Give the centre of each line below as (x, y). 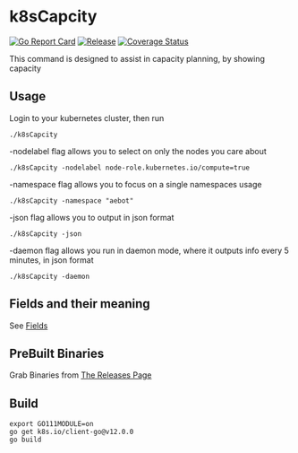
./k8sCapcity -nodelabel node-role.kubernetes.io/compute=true (130, 168)
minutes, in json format (51, 260)
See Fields (29, 326)
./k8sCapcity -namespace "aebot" (72, 200)
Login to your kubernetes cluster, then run (87, 118)
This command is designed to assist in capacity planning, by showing (137, 58)
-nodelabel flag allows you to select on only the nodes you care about (138, 151)
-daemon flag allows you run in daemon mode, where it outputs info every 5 (149, 250)
